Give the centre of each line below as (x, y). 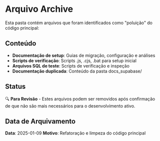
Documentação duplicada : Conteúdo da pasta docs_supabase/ (77, 71)
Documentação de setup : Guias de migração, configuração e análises (84, 55)
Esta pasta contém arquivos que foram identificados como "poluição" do (79, 23)
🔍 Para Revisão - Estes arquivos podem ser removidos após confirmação (80, 99)
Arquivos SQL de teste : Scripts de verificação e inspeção (71, 66)
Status (16, 87)
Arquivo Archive (39, 9)
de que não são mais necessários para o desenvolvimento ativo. (70, 106)
